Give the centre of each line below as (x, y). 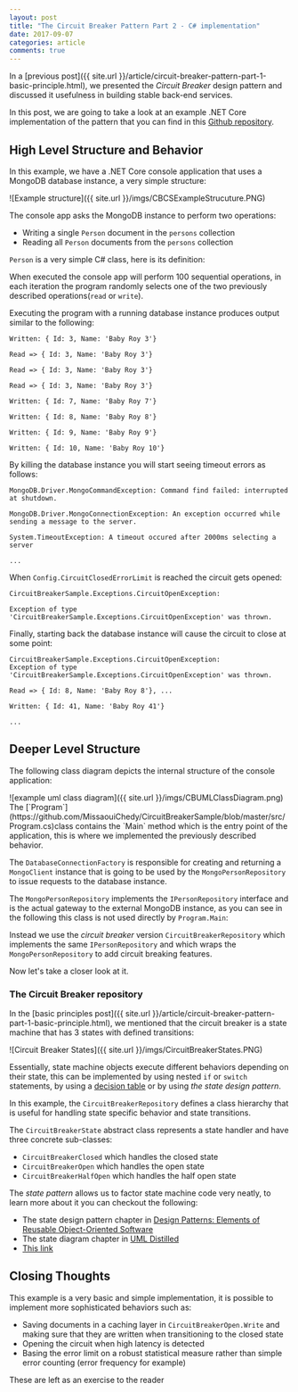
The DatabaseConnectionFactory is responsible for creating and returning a (145, 862)
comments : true (37, 51)
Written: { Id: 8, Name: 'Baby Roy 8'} (83, 417)
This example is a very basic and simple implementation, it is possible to (141, 1297)
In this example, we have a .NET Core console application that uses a (136, 171)
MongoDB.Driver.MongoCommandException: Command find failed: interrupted (149, 490)
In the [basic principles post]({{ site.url (80, 1014)
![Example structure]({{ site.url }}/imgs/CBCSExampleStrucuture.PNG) (137, 198)
